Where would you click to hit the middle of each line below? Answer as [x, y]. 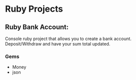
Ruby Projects [34, 9]
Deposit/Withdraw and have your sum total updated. [58, 44]
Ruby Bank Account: [37, 27]
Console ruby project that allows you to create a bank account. [68, 39]
